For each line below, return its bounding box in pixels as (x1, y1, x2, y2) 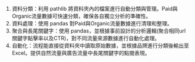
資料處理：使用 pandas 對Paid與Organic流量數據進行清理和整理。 (11, 20, 172, 27)
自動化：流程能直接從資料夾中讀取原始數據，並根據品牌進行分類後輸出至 (11, 42, 189, 49)
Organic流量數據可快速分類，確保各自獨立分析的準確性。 (11, 12, 152, 19)
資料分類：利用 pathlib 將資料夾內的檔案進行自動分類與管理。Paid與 (11, 5, 178, 12)
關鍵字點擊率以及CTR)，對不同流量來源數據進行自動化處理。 (11, 35, 161, 41)
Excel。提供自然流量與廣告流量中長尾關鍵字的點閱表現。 (11, 50, 150, 56)
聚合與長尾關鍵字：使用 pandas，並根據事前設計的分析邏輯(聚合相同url (11, 27, 186, 34)
